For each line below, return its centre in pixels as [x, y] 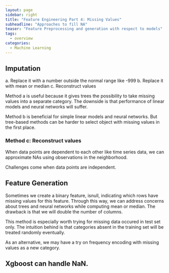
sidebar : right [21, 15]
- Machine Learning [31, 48]
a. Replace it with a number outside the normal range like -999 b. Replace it [84, 81]
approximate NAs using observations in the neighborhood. [67, 157]
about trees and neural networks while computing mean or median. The [80, 206]
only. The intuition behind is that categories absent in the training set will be [84, 227]
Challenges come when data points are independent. [61, 167]
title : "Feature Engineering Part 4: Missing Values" [64, 19]
